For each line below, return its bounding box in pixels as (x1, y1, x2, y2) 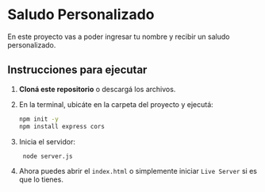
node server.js (22, 152, 73, 160)
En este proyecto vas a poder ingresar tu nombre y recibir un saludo (7, 32, 230, 41)
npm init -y (18, 115, 59, 123)
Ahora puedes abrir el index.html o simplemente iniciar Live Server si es (18, 167, 257, 176)
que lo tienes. (18, 175, 64, 184)
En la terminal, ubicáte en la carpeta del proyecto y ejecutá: (18, 99, 213, 109)
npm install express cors (18, 122, 105, 130)
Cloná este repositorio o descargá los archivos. (18, 84, 176, 94)
